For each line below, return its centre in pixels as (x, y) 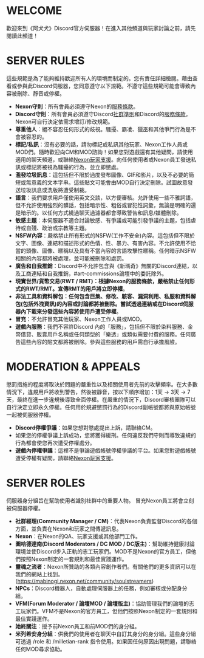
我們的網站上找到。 (39, 574)
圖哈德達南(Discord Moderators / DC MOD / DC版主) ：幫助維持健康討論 (105, 544)
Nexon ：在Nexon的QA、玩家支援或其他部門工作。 (78, 536)
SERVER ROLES (46, 483)
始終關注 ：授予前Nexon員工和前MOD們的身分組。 (77, 626)
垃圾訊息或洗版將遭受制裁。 (55, 190)
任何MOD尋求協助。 (40, 649)
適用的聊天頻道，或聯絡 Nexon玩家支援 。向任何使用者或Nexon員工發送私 (106, 159)
